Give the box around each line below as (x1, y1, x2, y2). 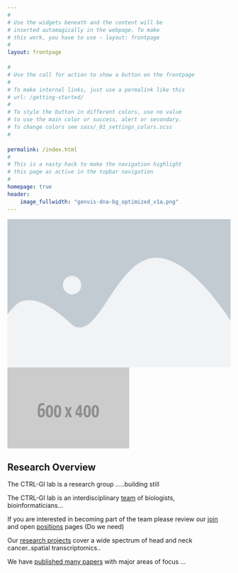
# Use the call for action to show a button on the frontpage (7, 71, 195, 78)
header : (7, 191, 30, 198)
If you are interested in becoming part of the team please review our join (7, 514, 218, 523)
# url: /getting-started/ (7, 93, 84, 101)
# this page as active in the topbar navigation (7, 169, 154, 176)
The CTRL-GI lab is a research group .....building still (7, 480, 159, 488)
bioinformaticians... (7, 501, 64, 509)
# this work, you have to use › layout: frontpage (7, 34, 160, 41)
